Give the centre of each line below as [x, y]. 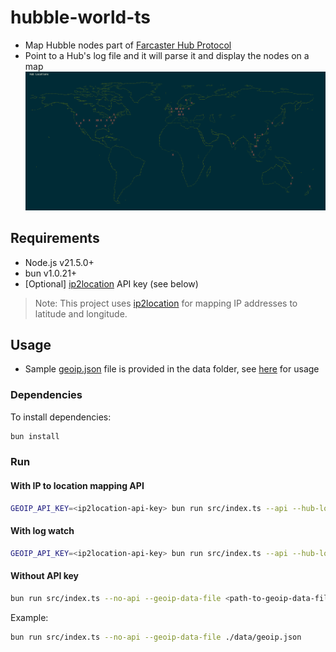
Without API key [45, 576]
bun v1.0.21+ [51, 273]
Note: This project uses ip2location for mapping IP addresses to [166, 303]
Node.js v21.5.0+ [59, 262]
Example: [29, 617]
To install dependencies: [61, 417]
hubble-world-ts [81, 17]
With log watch [42, 531]
